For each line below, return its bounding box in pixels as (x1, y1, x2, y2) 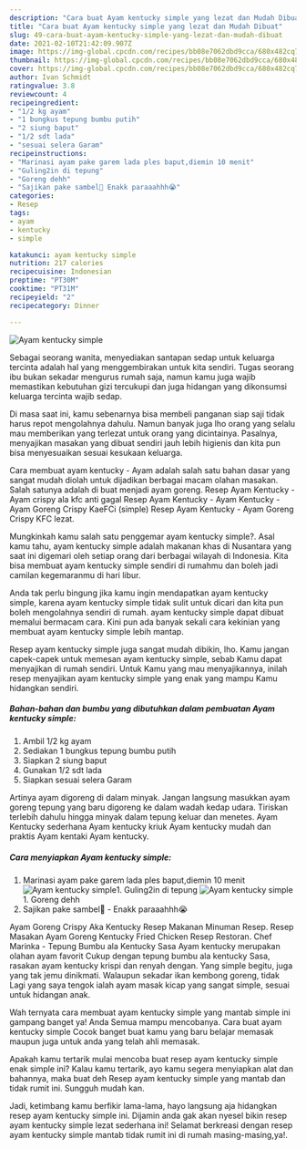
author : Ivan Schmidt (9, 73, 92, 82)
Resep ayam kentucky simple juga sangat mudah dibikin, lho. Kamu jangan (9, 644, 290, 655)
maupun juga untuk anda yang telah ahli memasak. (9, 1036, 200, 1047)
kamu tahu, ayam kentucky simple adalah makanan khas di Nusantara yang (9, 540, 292, 552)
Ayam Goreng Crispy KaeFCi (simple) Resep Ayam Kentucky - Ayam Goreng (9, 503, 294, 514)
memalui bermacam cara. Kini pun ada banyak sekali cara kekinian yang (9, 616, 280, 627)
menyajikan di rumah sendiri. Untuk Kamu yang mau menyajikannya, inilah (9, 663, 288, 674)
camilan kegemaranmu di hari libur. (9, 569, 141, 580)
